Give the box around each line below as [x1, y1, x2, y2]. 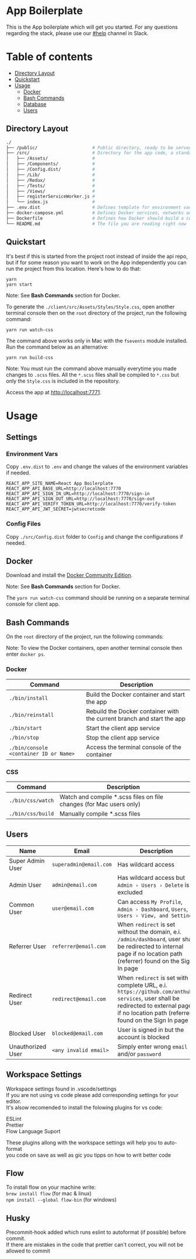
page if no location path [117, 950, 183, 958]
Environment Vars [6, 450, 58, 457]
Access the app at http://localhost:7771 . [6, 388, 101, 395]
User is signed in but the [117, 1026, 184, 1034]
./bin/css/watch [9, 797, 54, 804]
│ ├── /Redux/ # [6, 177, 95, 183]
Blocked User [9, 1029, 46, 1037]
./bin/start [9, 724, 43, 731]
